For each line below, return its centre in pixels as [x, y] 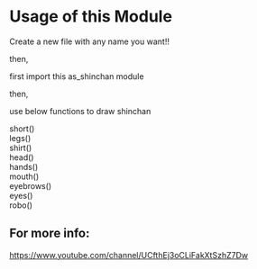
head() [22, 157]
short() [22, 129]
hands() [24, 166]
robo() [21, 205]
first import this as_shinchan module [77, 76]
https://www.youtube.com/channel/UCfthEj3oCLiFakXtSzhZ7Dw [129, 255]
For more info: [50, 233]
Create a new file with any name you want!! [89, 41]
